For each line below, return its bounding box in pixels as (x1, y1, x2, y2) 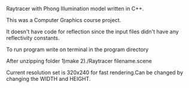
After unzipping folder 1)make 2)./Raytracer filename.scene (6, 58, 153, 64)
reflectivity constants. (6, 34, 60, 41)
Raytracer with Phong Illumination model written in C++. (6, 5, 144, 12)
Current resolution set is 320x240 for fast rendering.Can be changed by (6, 69, 184, 76)
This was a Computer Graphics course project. (6, 17, 121, 23)
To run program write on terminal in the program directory (6, 46, 149, 53)
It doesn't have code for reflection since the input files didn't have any (6, 28, 179, 35)
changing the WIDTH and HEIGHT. (6, 76, 91, 82)
